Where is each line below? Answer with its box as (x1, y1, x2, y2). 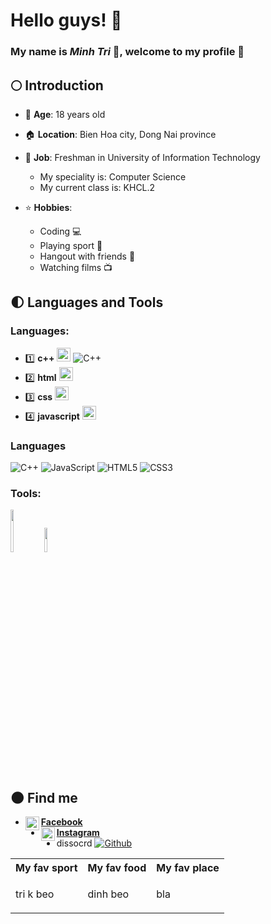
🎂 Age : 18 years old (24, 108, 106, 120)
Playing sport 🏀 (39, 239, 103, 251)
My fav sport (15, 861, 78, 875)
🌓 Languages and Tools (10, 294, 164, 311)
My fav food (87, 861, 147, 875)
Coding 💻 (39, 225, 82, 237)
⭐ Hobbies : (24, 201, 73, 213)
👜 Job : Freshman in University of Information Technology (24, 151, 261, 163)
